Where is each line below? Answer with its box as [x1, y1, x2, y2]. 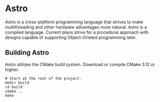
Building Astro [5, 49, 50, 57]
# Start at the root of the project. [5, 76, 82, 81]
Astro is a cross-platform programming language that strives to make [5, 19, 143, 25]
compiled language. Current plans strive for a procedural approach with [5, 29, 149, 35]
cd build [5, 85, 23, 89]
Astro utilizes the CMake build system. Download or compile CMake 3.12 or [5, 61, 156, 67]
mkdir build [5, 80, 29, 85]
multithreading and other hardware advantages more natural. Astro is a [5, 24, 147, 30]
